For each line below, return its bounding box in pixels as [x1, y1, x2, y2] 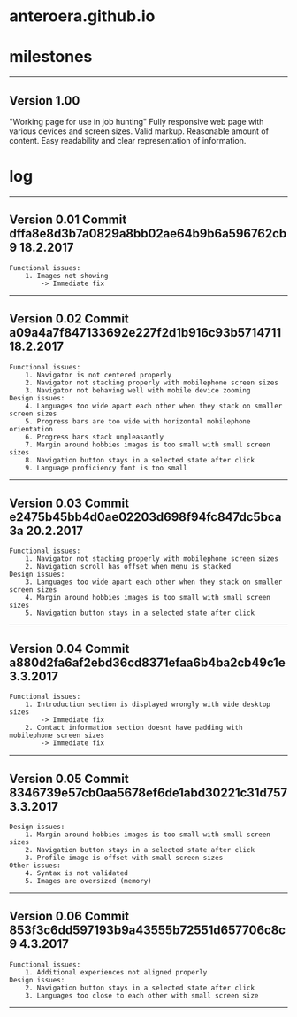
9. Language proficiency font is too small [25, 463, 188, 472]
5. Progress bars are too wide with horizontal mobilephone [25, 416, 251, 426]
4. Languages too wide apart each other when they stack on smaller [25, 401, 283, 410]
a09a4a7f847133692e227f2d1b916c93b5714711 [9, 325, 282, 340]
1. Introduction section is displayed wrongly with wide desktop [25, 700, 271, 710]
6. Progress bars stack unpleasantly [25, 432, 164, 441]
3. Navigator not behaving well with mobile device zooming [25, 385, 251, 395]
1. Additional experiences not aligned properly [25, 967, 208, 976]
